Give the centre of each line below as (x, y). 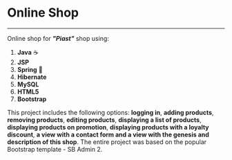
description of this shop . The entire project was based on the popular (107, 142)
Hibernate (32, 77)
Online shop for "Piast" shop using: (58, 38)
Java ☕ (28, 52)
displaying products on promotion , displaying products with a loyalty (108, 127)
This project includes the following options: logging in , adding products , (110, 112)
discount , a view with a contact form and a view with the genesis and (108, 134)
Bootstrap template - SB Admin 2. (55, 149)
